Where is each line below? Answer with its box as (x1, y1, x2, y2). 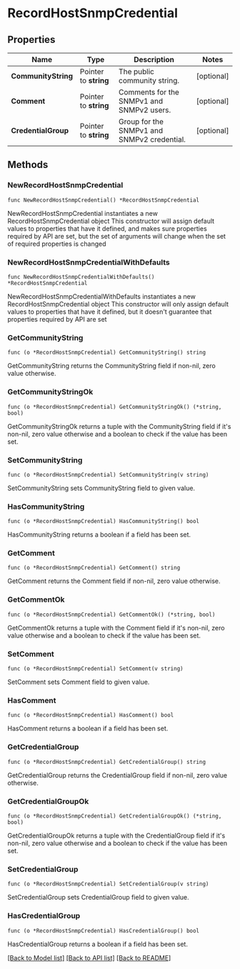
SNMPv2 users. (119, 105, 171, 115)
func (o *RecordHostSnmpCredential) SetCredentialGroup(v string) (7, 880, 209, 888)
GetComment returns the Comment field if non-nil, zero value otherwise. (7, 577, 221, 585)
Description (133, 55, 175, 64)
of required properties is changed (7, 239, 106, 248)
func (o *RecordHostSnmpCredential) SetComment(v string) (7, 665, 184, 672)
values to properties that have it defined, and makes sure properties (7, 224, 207, 233)
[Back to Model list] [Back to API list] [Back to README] (7, 953, 171, 962)
